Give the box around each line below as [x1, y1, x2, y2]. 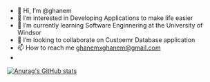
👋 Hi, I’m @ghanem [17, 7, 72, 14]
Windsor [17, 28, 41, 37]
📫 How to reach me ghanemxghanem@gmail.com [17, 43, 161, 52]
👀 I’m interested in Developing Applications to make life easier [17, 14, 193, 22]
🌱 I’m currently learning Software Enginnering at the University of [17, 21, 203, 29]
